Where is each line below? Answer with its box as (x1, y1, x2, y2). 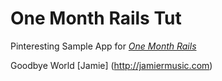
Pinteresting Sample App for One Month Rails (10, 40, 197, 52)
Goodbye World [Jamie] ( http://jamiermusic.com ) (10, 59, 213, 71)
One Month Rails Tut (10, 7, 182, 30)
